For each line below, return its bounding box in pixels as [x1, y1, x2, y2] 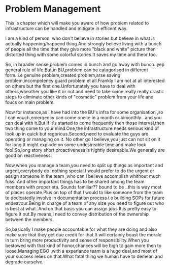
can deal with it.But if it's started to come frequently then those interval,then [5, 120, 165, 126]
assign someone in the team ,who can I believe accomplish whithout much [5, 173, 161, 179]
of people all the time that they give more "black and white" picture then [5, 46, 156, 52]
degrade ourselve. [5, 258, 44, 265]
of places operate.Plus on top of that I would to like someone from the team [5, 189, 163, 195]
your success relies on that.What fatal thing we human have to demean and [5, 253, 163, 259]
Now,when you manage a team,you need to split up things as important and [5, 162, 163, 168]
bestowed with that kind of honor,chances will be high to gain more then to [5, 242, 161, 249]
